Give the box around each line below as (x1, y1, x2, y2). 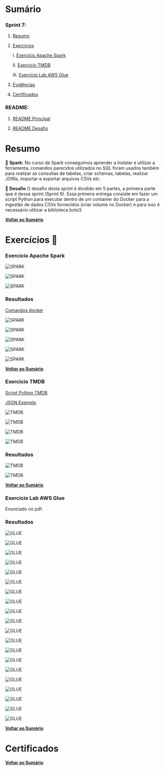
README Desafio (12, 125, 49, 131)
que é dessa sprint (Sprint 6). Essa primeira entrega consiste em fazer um (5, 190, 158, 197)
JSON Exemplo (5, 399, 37, 405)
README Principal (12, 115, 51, 121)
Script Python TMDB (5, 389, 48, 396)
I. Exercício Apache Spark (12, 52, 66, 58)
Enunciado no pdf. (5, 506, 43, 512)
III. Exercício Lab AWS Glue (12, 72, 69, 78)
